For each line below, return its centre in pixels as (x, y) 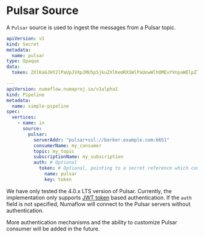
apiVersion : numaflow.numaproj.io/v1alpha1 (62, 89)
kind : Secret (23, 44)
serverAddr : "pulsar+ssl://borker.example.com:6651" (101, 140)
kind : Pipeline (25, 95)
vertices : (24, 117)
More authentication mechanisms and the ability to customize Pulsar (92, 222)
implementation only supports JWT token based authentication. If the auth (99, 197)
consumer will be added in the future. (53, 228)
